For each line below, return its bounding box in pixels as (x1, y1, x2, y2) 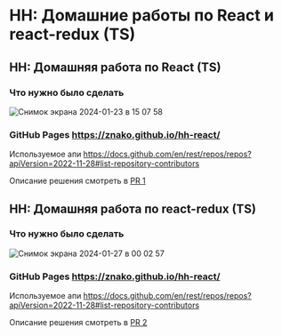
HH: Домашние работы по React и (9, 5, 274, 26)
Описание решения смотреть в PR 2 (9, 317, 148, 328)
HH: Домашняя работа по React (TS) (9, 60, 222, 75)
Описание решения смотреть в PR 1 (9, 175, 147, 187)
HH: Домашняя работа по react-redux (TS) (9, 201, 256, 216)
